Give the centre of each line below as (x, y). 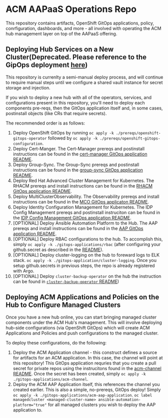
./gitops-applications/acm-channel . (51, 379)
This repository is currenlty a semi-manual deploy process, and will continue (84, 77)
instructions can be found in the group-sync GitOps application (78, 170)
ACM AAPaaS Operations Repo (71, 9)
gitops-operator (30, 138)
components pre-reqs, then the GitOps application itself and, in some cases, (84, 108)
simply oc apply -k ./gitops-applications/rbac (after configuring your (87, 244)
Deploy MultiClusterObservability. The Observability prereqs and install (86, 196)
